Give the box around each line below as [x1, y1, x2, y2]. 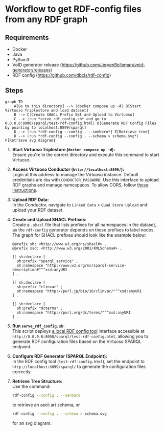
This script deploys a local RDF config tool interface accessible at [12, 328, 145, 334]
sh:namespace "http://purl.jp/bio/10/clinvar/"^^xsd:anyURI [17, 289, 142, 294]
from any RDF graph [5, 14, 88, 25]
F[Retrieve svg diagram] [5, 138, 56, 143]
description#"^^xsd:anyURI [12, 267, 68, 272]
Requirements [5, 33, 49, 42]
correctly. [12, 368, 32, 375]
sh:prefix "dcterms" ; [17, 306, 63, 311]
